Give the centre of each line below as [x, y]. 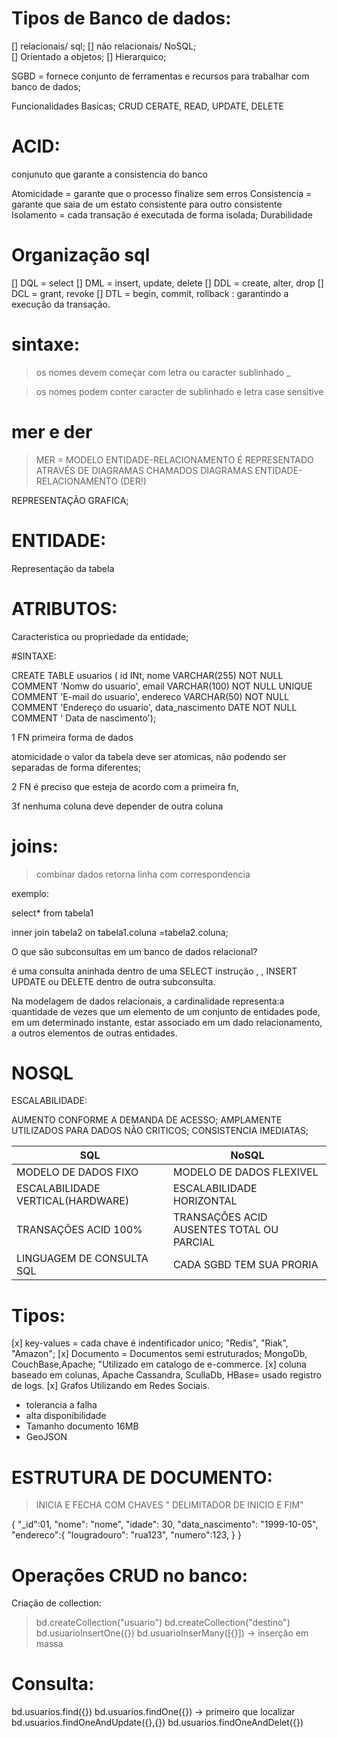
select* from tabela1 [52, 913]
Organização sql [81, 255]
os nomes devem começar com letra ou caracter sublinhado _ [163, 372]
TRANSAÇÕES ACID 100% [79, 1230]
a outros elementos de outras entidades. [94, 1033]
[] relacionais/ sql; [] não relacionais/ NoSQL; [104, 46]
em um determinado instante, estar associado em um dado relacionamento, [167, 1022]
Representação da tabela [63, 568]
